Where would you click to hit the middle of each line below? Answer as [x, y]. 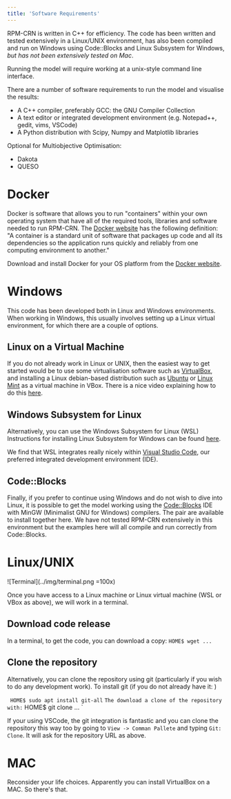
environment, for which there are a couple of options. [83, 325]
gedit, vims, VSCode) [47, 124]
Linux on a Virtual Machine [66, 347]
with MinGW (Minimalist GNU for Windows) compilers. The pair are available [115, 512]
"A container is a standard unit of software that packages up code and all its [115, 235]
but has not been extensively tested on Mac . [70, 55]
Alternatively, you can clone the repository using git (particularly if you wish [114, 679]
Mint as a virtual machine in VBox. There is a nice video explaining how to [111, 386]
